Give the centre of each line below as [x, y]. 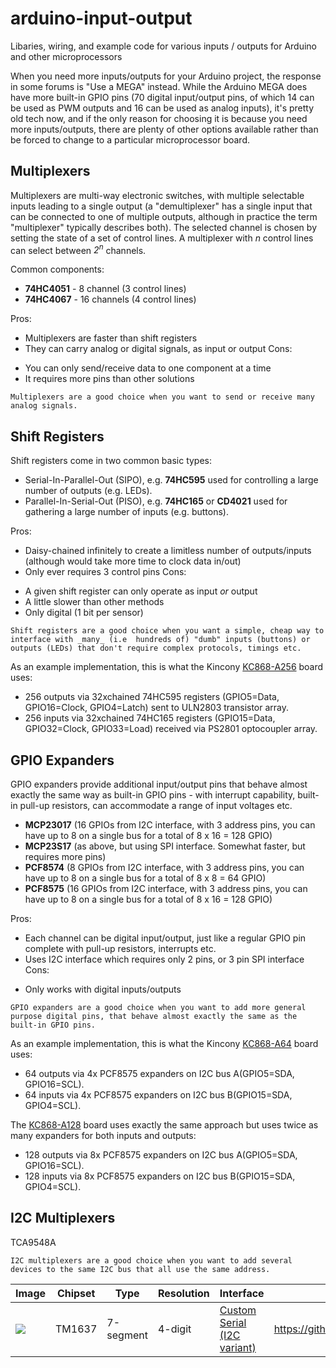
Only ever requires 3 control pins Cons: [105, 572]
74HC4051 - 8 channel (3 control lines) [105, 289]
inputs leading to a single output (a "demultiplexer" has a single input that [161, 206]
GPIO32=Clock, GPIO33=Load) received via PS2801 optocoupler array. [171, 729]
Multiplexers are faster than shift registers [111, 338]
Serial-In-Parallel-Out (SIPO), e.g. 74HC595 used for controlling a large [171, 480]
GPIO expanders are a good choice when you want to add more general [158, 1008]
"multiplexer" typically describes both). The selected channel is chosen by [163, 227]
